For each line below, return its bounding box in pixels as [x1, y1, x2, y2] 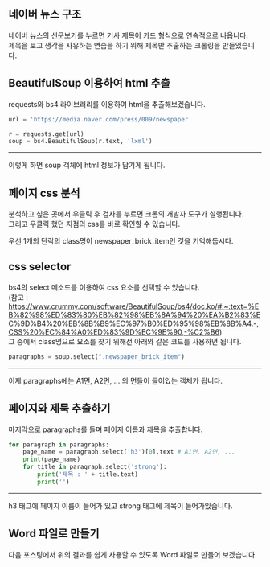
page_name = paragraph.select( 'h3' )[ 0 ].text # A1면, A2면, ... [22, 448, 235, 456]
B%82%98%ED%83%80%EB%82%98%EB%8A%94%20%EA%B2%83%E [8, 310, 261, 319]
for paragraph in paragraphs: [8, 441, 110, 449]
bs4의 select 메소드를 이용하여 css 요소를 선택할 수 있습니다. [8, 282, 200, 292]
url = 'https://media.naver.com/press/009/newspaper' [8, 115, 193, 123]
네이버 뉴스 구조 [8, 7, 82, 22]
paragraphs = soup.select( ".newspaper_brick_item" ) [8, 352, 185, 360]
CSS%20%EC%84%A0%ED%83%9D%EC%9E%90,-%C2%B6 [8, 327, 219, 336]
